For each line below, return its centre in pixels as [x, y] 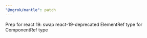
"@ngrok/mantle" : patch [31, 10]
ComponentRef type [27, 30]
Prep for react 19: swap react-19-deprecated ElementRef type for [74, 24]
